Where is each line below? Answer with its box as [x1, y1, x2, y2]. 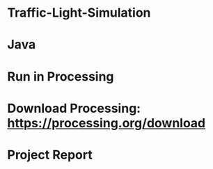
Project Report [7, 147, 93, 163]
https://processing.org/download [7, 115, 206, 131]
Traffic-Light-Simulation [7, 5, 151, 21]
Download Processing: [7, 100, 141, 116]
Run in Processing [7, 68, 114, 84]
